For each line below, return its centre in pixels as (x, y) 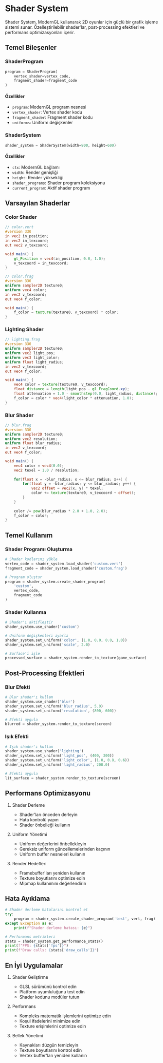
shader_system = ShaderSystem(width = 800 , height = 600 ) (61, 145)
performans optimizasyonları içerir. (40, 32)
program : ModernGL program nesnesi (49, 107)
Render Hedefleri (29, 863)
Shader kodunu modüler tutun (49, 997)
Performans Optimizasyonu (48, 793)
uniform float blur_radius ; (34, 443)
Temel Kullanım (29, 535)
